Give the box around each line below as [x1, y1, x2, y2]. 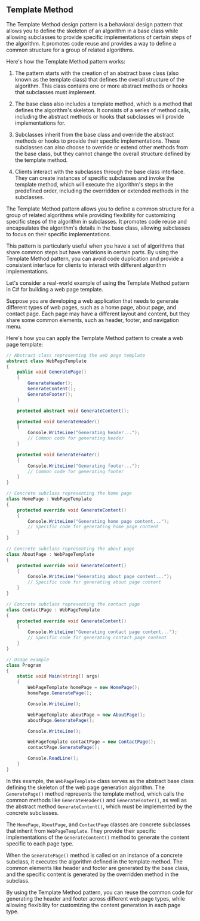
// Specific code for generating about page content [27, 579, 162, 585]
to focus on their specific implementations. [6, 230, 112, 237]
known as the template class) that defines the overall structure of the [14, 76, 185, 83]
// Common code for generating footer [27, 468, 124, 474]
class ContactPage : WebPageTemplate [6, 607, 100, 613]
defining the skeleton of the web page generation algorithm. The [6, 784, 165, 791]
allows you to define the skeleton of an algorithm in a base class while [6, 27, 179, 34]
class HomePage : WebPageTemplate [6, 496, 93, 502]
